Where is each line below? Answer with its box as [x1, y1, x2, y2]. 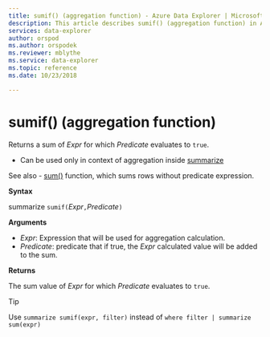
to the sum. [19, 250, 58, 259]
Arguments [8, 217, 47, 227]
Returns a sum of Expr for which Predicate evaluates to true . [8, 140, 210, 149]
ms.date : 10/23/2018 [8, 71, 78, 79]
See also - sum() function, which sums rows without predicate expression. [8, 170, 255, 181]
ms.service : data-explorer [8, 57, 99, 65]
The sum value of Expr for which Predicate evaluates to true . [8, 281, 211, 290]
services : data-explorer [8, 26, 92, 35]
